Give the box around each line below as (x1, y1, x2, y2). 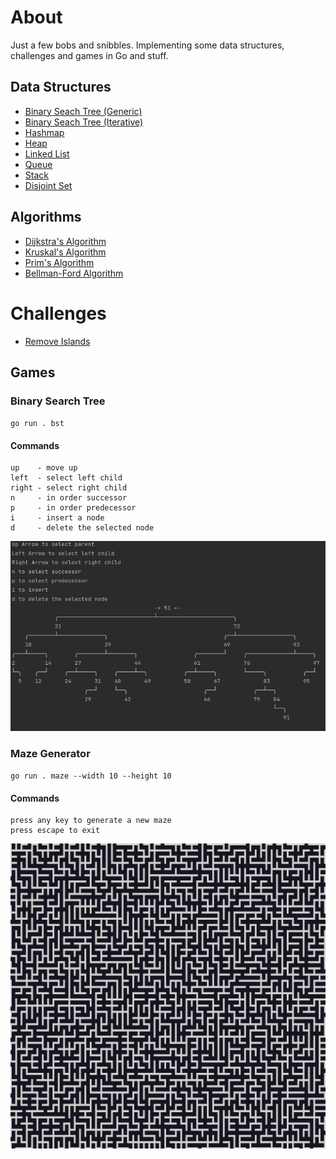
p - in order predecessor (10, 503, 137, 513)
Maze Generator (10, 746, 91, 760)
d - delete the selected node (10, 523, 155, 533)
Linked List (24, 147, 70, 160)
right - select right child (10, 483, 128, 493)
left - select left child (10, 473, 123, 483)
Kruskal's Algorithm (24, 246, 107, 258)
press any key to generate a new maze (10, 816, 172, 826)
